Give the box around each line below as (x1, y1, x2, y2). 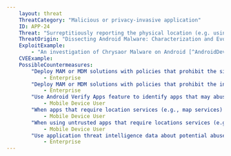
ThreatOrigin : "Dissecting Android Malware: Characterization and (19, 36, 214, 43)
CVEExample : (19, 55, 53, 62)
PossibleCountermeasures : (19, 61, 94, 68)
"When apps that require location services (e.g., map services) (31, 106, 223, 113)
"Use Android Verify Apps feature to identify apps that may (31, 94, 211, 101)
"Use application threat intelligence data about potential (31, 132, 208, 139)
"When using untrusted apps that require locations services (31, 119, 211, 126)
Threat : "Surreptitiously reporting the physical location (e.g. (19, 29, 211, 37)
